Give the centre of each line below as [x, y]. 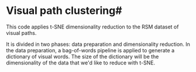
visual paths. [21, 33]
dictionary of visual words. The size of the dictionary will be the [82, 56]
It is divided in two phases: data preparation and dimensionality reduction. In [98, 44]
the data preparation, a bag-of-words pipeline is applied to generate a [90, 50]
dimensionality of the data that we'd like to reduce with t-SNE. [81, 63]
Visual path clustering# [64, 11]
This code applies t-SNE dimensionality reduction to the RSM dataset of [92, 27]
